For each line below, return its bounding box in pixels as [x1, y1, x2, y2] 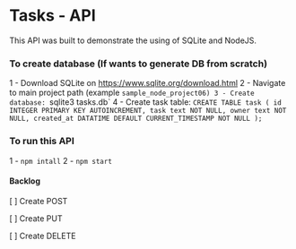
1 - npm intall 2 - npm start [9, 155, 112, 166]
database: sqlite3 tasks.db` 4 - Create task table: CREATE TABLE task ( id [9, 97, 283, 107]
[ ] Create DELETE [9, 230, 76, 241]
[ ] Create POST [9, 195, 68, 206]
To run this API [9, 135, 74, 148]
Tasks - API [9, 5, 96, 26]
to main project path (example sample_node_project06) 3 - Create [9, 87, 255, 99]
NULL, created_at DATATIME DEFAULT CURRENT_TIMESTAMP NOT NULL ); [9, 114, 263, 124]
